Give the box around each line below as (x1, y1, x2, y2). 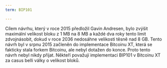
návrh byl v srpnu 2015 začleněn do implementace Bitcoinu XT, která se (5, 41, 153, 47)
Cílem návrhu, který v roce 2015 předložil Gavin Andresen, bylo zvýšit (5, 25, 148, 31)
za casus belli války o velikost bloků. (5, 57, 80, 63)
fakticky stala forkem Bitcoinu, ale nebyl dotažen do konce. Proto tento (5, 46, 151, 52)
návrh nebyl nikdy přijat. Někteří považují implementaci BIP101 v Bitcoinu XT (5, 52, 161, 58)
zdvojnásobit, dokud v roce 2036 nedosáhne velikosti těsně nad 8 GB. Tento (5, 36, 162, 42)
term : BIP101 (5, 7, 32, 12)
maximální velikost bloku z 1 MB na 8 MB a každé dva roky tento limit (5, 30, 146, 36)
